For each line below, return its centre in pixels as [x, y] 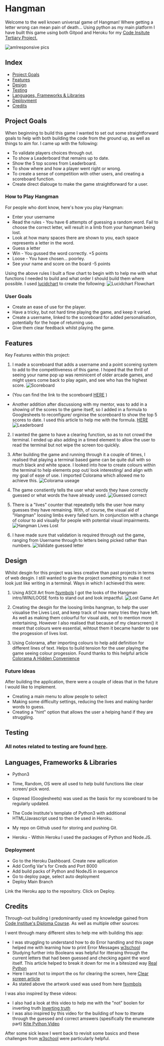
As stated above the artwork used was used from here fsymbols [77, 984]
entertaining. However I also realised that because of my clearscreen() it [85, 623]
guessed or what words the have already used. [59, 495]
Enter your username [33, 217]
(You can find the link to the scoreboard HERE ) [60, 394]
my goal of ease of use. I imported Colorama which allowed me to [79, 475]
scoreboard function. [33, 179]
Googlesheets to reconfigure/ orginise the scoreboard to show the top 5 [85, 414]
